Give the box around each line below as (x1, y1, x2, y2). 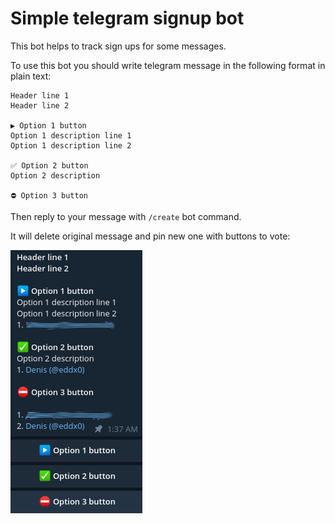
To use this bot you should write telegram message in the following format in (10, 59, 326, 71)
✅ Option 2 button (10, 160, 89, 171)
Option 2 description (10, 170, 101, 181)
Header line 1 (10, 90, 70, 101)
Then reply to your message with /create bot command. (10, 210, 242, 222)
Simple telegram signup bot (10, 7, 245, 30)
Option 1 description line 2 (10, 140, 132, 151)
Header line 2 (10, 100, 70, 111)
